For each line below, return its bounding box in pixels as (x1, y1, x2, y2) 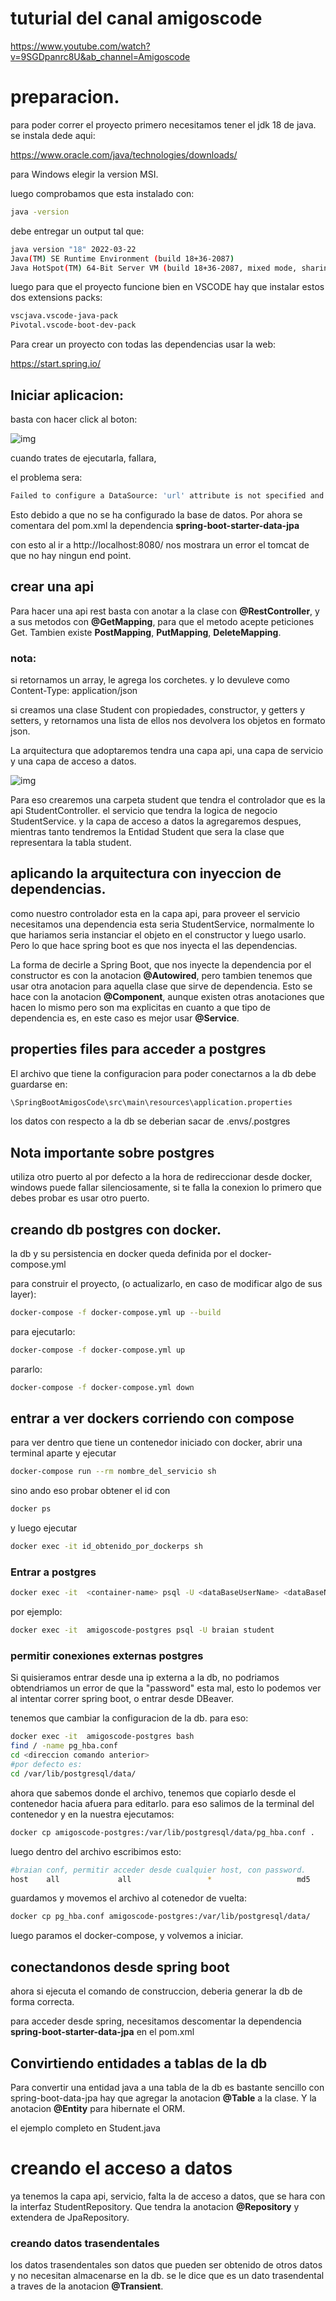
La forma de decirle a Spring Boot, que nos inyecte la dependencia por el (10, 958, 312, 971)
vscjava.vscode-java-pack (10, 311, 118, 321)
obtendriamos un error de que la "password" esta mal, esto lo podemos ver (10, 1682, 322, 1694)
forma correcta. (10, 1996, 75, 2008)
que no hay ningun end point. (10, 549, 132, 561)
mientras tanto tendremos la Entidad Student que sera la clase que (10, 825, 285, 837)
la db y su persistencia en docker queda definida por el (10, 1248, 238, 1260)
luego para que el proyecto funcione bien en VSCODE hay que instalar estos (10, 281, 325, 293)
